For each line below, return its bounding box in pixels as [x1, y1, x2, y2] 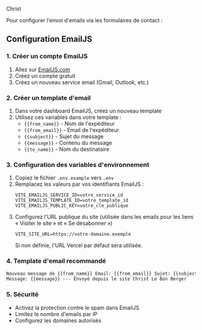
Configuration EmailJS [6, 34, 93, 44]
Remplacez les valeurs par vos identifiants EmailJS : [14, 180, 144, 188]
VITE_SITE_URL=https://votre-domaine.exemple [14, 231, 131, 237]
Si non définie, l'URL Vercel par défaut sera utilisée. [14, 242, 143, 249]
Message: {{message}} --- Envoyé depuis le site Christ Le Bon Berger [6, 276, 187, 282]
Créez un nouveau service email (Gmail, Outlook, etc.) [14, 78, 149, 86]
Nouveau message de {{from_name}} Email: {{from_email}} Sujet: [6, 270, 171, 277]
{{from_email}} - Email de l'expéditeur [23, 126, 119, 133]
